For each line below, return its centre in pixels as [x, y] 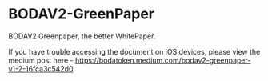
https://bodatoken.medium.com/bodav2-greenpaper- [163, 60]
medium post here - [41, 60]
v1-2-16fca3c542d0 [41, 68]
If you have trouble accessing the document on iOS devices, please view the [134, 51]
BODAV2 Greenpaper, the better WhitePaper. [82, 36]
